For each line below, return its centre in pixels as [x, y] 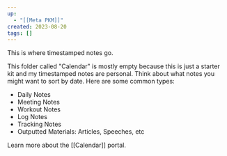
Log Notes [32, 117]
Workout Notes [39, 109]
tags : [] [20, 33]
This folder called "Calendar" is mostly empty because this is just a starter [114, 66]
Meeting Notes [39, 102]
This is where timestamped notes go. [60, 53]
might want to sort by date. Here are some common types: [91, 81]
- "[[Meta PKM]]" [39, 20]
